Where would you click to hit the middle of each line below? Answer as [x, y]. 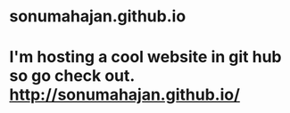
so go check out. [72, 76]
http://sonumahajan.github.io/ [125, 95]
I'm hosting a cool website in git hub [145, 57]
